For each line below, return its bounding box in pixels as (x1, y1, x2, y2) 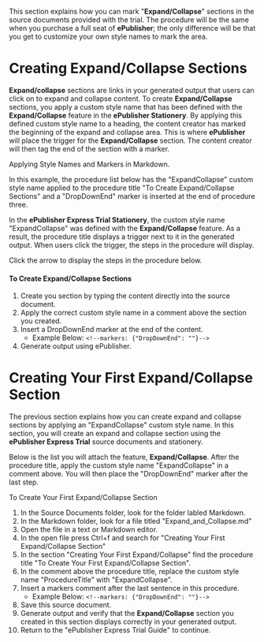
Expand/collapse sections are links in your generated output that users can (9, 85, 255, 95)
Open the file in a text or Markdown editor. (20, 524, 158, 535)
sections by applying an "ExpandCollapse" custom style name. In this (9, 420, 235, 430)
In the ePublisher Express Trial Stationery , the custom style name (9, 215, 225, 224)
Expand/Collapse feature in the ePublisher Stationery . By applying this (9, 110, 243, 120)
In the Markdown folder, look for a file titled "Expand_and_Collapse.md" (20, 517, 252, 526)
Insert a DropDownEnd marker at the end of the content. (20, 325, 203, 334)
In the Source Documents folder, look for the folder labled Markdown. (20, 508, 246, 517)
